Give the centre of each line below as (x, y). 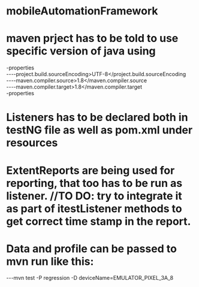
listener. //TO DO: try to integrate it (94, 196)
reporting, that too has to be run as (94, 183)
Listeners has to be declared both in (97, 117)
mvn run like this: (50, 261)
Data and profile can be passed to (91, 248)
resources (32, 143)
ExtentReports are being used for (91, 170)
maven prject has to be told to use (92, 39)
